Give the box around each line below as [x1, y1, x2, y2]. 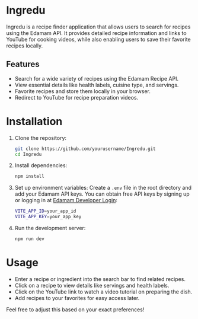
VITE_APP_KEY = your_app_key [14, 214, 82, 220]
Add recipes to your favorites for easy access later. [14, 294, 140, 301]
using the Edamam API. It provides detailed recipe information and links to [6, 29, 187, 36]
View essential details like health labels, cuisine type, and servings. [14, 81, 179, 88]
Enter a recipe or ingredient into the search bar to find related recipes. [14, 275, 186, 282]
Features [6, 59, 40, 69]
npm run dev [14, 236, 44, 242]
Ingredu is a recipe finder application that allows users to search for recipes [6, 23, 191, 30]
